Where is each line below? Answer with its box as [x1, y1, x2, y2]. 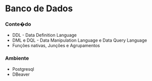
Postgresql [12, 66, 34, 72]
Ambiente [5, 55, 29, 62]
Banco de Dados [5, 3, 73, 14]
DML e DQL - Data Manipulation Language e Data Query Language [12, 37, 147, 43]
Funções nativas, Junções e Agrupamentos [12, 43, 100, 49]
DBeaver [12, 71, 30, 77]
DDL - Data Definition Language [12, 32, 77, 38]
